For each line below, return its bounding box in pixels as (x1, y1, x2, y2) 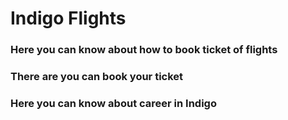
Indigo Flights (10, 7, 127, 30)
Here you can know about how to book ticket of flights (10, 43, 278, 57)
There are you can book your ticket (10, 70, 184, 84)
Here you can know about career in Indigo (10, 96, 217, 110)
